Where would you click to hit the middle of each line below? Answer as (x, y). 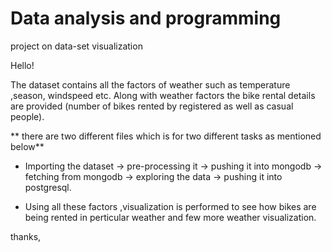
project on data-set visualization (76, 46)
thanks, (26, 236)
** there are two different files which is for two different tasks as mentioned (166, 136)
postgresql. (48, 187)
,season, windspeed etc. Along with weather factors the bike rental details (163, 95)
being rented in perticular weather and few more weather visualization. (170, 217)
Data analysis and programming (146, 18)
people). (27, 116)
